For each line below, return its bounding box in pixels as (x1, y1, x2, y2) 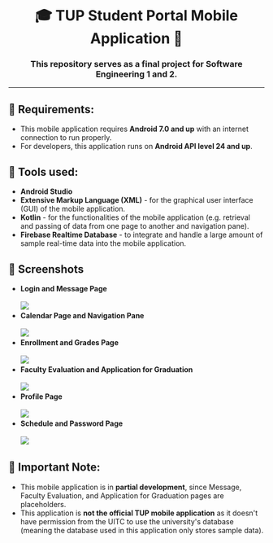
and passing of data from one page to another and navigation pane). (19, 221, 249, 231)
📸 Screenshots (8, 262, 84, 276)
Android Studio (19, 186, 73, 196)
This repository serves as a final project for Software (30, 59, 243, 70)
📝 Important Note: (8, 461, 101, 475)
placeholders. (19, 499, 67, 509)
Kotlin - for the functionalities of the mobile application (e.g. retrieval (19, 212, 250, 222)
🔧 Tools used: (8, 164, 79, 179)
